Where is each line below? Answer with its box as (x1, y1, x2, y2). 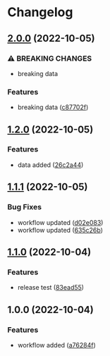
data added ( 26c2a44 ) (17, 160, 84, 169)
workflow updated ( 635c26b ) (17, 226, 104, 234)
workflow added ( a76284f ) (17, 340, 97, 349)
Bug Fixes (7, 202, 42, 212)
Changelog (7, 4, 73, 20)
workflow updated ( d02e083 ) (17, 218, 104, 226)
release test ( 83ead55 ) (17, 283, 85, 292)
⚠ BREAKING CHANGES (7, 54, 92, 63)
